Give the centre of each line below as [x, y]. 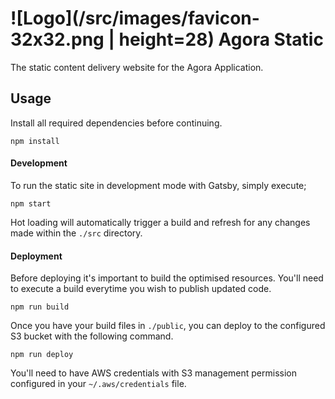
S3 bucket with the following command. [92, 336]
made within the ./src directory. [76, 233]
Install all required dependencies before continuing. [116, 123]
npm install [35, 141]
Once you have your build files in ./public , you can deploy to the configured [168, 326]
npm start [31, 203]
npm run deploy [42, 355]
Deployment [36, 256]
